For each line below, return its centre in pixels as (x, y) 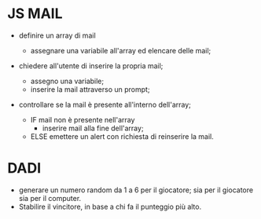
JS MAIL (35, 14)
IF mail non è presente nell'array (83, 119)
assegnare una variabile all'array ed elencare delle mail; (121, 50)
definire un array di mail (57, 35)
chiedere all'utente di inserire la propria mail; (91, 66)
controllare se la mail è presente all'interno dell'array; (105, 104)
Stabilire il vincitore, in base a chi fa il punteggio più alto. (110, 206)
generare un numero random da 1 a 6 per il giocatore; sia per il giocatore (136, 190)
